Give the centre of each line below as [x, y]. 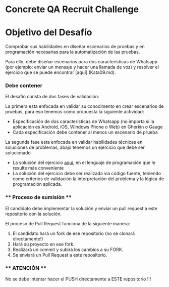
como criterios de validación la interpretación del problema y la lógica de [88, 179]
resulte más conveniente [38, 168]
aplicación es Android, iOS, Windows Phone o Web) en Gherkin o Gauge [88, 127]
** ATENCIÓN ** [26, 268]
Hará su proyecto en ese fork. [43, 244]
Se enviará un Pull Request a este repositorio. [60, 255]
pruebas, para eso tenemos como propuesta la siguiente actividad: [75, 112]
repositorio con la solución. [34, 214]
